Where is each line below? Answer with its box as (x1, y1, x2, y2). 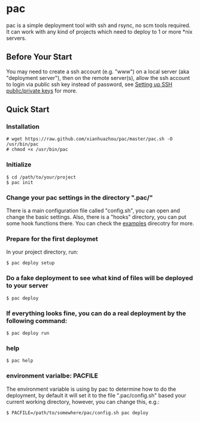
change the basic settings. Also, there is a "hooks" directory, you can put (6, 213, 187, 221)
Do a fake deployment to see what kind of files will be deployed (6, 274, 193, 283)
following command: (6, 316, 68, 325)
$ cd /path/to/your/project (6, 174, 77, 180)
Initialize (6, 161, 32, 169)
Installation (6, 123, 40, 131)
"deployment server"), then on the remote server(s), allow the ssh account (6, 74, 190, 81)
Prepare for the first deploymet (6, 234, 98, 243)
